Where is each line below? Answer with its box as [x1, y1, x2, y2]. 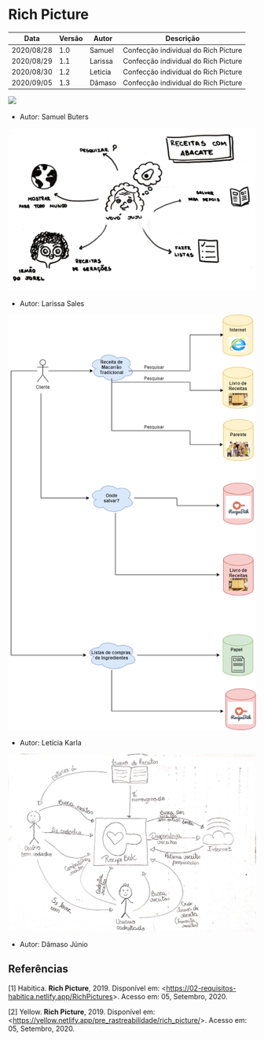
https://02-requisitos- [166, 983, 236, 993]
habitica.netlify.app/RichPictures [8, 991, 113, 1001]
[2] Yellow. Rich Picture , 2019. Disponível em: [8, 1007, 156, 1017]
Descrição [165, 34, 200, 43]
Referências [8, 962, 69, 976]
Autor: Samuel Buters [19, 112, 89, 121]
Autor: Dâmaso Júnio [19, 939, 88, 949]
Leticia [89, 67, 112, 76]
